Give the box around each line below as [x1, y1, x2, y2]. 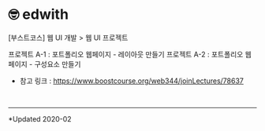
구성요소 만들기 [34, 59, 81, 68]
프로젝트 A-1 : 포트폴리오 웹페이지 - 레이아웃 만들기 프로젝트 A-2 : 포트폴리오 [8, 49, 244, 59]
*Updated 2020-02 [8, 114, 73, 123]
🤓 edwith [8, 5, 69, 24]
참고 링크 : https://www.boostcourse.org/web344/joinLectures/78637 [19, 76, 244, 86]
